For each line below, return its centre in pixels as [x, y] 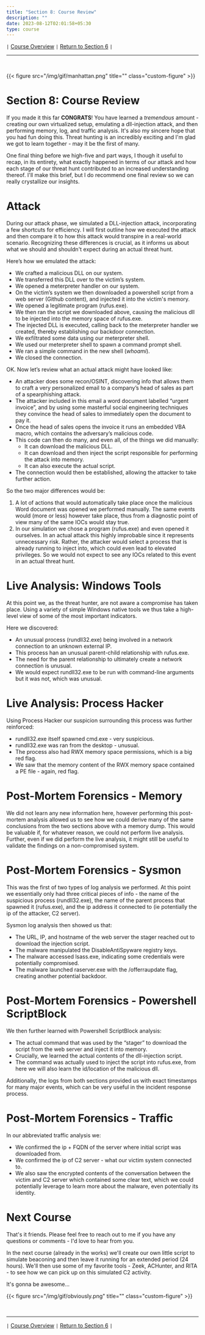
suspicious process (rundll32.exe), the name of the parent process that [95, 900]
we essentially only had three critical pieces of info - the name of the [93, 893]
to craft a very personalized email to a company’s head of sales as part [104, 388]
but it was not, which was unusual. [59, 679]
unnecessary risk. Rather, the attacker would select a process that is [101, 542]
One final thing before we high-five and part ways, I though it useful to [95, 156]
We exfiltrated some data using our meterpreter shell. [82, 338]
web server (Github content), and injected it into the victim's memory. [103, 299]
